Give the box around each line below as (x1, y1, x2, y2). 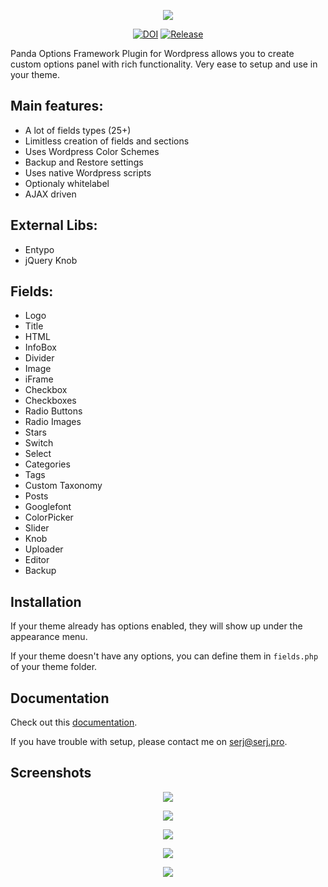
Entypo (24, 243, 55, 255)
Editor (24, 554, 50, 566)
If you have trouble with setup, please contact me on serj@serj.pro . (10, 736, 288, 748)
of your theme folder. (10, 661, 98, 673)
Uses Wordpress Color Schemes (24, 145, 160, 157)
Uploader (24, 543, 64, 555)
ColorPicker (24, 511, 74, 524)
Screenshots (10, 765, 92, 782)
